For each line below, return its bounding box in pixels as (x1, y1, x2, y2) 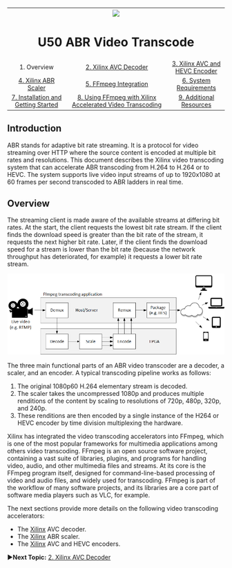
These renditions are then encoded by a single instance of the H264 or (17, 411, 220, 419)
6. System (182, 76, 211, 84)
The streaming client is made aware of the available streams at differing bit (7, 216, 220, 225)
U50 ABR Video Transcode (37, 34, 195, 50)
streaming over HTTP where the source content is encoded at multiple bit (7, 148, 216, 156)
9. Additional (178, 93, 215, 102)
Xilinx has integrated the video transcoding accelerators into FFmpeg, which (7, 432, 224, 440)
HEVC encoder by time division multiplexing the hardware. (17, 419, 183, 427)
